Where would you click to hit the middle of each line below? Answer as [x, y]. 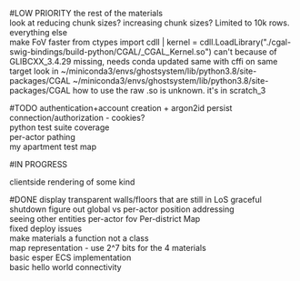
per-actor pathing [42, 137]
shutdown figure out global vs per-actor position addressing [122, 209]
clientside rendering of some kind [72, 182]
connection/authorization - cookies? [77, 118]
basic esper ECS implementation [70, 257]
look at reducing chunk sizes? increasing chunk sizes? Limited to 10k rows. [150, 23]
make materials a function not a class [79, 238]
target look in [34, 71]
